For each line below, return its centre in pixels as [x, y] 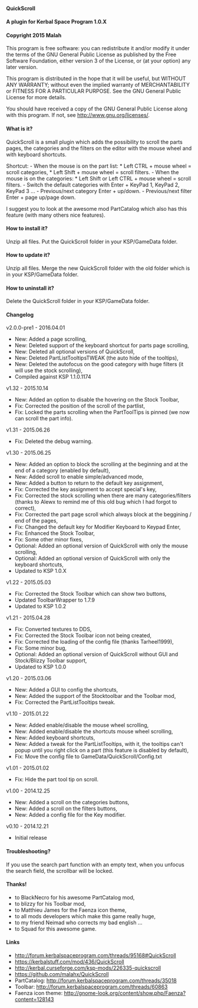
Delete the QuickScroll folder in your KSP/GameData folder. [78, 301]
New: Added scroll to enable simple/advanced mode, [79, 477]
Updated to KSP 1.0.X [40, 571]
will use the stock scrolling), [48, 371]
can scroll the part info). [44, 419]
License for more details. [36, 97]
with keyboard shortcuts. [36, 154]
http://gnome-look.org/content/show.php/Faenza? [125, 993]
